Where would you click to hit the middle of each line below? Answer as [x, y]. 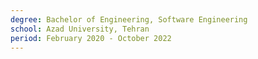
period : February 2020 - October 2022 [91, 38]
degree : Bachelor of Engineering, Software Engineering [129, 19]
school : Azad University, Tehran [80, 29]
